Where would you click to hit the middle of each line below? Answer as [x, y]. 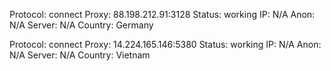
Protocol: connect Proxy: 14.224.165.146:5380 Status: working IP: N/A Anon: [165, 44]
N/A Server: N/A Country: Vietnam [80, 55]
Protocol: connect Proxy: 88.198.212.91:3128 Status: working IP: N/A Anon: [162, 14]
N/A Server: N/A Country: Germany [81, 25]
